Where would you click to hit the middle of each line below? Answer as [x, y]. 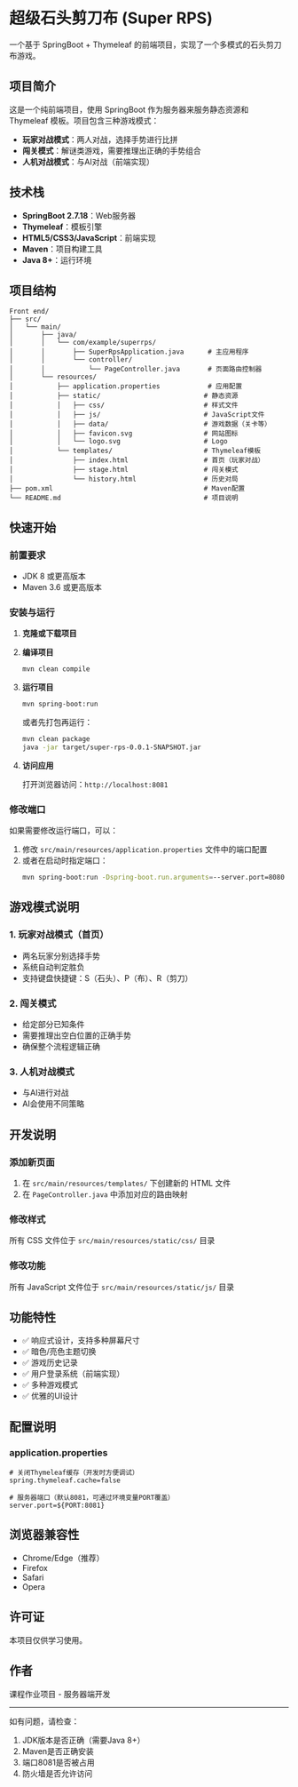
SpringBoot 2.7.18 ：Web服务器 [78, 215]
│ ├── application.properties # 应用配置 [125, 387]
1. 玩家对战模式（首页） [59, 935]
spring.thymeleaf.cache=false [65, 1480]
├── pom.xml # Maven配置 [127, 489]
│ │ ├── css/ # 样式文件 [124, 405]
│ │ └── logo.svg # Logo [118, 442]
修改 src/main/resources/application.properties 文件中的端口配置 [145, 850]
